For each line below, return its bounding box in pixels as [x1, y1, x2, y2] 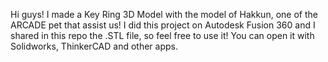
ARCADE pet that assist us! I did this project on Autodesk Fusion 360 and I [10, 19, 316, 31]
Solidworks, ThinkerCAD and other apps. [10, 40, 178, 52]
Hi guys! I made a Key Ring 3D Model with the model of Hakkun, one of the [10, 9, 318, 20]
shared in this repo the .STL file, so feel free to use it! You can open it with [10, 30, 315, 41]
